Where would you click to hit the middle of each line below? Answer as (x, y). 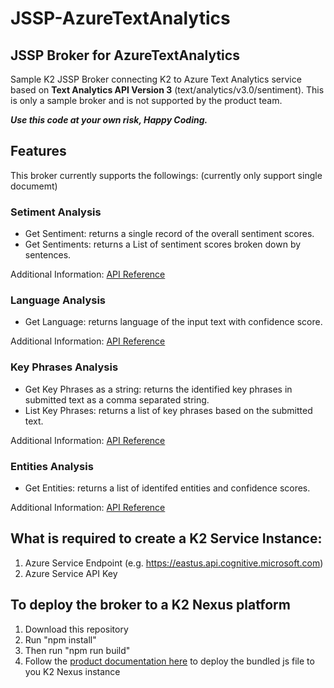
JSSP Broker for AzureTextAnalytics (125, 55)
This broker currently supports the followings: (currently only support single (166, 175)
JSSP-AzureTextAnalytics (120, 18)
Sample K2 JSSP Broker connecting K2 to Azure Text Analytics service (156, 79)
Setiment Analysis (56, 212)
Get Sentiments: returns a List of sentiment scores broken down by (163, 244)
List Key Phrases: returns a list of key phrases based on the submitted (168, 410)
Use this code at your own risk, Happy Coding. (109, 120)
